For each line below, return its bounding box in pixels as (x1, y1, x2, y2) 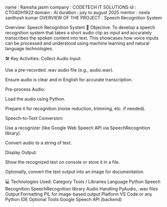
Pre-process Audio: (5, 87, 45, 92)
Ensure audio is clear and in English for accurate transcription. (5, 77, 133, 83)
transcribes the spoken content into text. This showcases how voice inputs (5, 35, 159, 41)
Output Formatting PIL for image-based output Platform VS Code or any (5, 191, 153, 197)
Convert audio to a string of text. (5, 140, 72, 146)
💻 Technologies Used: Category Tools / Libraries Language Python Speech (5, 179, 161, 185)
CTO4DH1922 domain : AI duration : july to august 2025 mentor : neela (5, 9, 151, 15)
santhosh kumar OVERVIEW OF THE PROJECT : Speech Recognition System (5, 15, 162, 20)
